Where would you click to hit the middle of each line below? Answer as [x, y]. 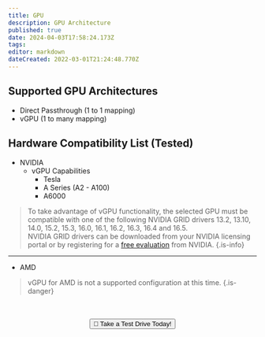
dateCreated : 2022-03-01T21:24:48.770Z [74, 60]
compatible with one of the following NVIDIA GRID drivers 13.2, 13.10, [139, 219]
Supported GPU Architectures [83, 91]
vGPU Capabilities [61, 171]
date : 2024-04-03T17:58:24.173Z [61, 37]
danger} [41, 291]
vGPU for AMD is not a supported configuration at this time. [124, 282]
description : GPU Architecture [60, 23]
